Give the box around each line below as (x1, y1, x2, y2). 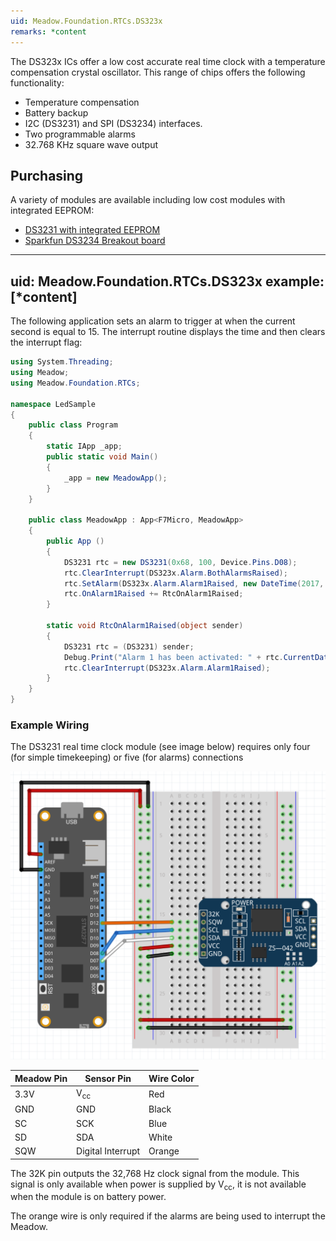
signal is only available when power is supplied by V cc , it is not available (10, 1178, 307, 1192)
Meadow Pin (14, 1072, 68, 1084)
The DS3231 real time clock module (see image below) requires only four (10, 741, 311, 753)
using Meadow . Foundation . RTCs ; (10, 378, 141, 388)
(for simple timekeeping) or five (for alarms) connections (10, 751, 244, 764)
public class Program (28, 420, 118, 430)
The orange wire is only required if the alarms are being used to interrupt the (10, 1210, 326, 1222)
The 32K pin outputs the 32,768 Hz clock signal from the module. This (10, 1167, 300, 1179)
